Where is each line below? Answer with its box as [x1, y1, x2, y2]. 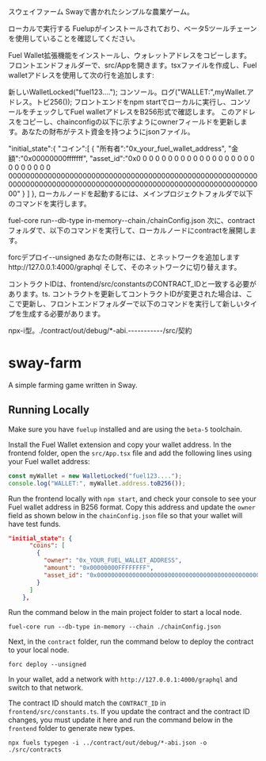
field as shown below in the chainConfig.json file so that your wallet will [8, 510, 243, 520]
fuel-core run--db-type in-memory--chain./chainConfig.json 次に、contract [8, 216, 256, 225]
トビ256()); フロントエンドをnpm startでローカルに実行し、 [35, 98, 231, 106]
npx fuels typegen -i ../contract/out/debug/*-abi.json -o [8, 739, 207, 748]
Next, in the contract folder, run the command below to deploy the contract [8, 637, 254, 647]
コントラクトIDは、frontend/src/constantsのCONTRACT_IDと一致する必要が [8, 279, 257, 288]
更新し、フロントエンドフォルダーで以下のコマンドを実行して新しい [21, 299, 244, 308]
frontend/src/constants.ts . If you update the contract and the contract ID [8, 707, 251, 717]
